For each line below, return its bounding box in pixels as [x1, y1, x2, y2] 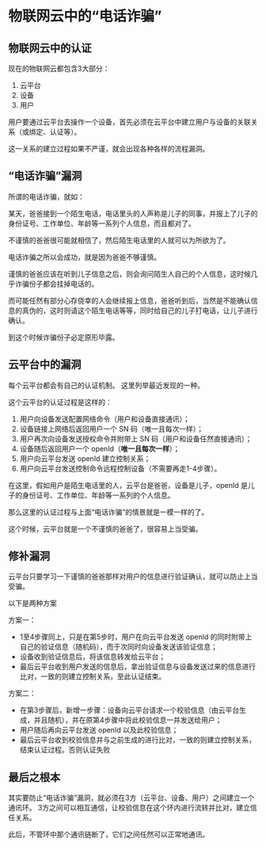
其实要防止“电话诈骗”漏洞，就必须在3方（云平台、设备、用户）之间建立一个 [8, 793, 255, 802]
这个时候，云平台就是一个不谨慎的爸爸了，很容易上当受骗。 [8, 524, 203, 533]
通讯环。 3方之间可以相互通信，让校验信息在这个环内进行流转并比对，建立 [8, 803, 251, 813]
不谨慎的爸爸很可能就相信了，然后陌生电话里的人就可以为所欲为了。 [8, 235, 230, 245]
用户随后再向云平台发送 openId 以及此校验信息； [19, 726, 179, 735]
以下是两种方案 [8, 599, 57, 608]
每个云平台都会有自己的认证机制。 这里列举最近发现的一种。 [8, 380, 204, 390]
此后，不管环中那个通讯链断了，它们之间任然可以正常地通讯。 [8, 829, 210, 840]
